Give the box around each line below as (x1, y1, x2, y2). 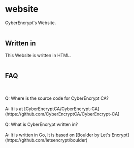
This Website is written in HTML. (5, 52, 71, 58)
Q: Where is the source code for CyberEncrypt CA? (5, 95, 109, 101)
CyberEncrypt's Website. (5, 20, 56, 26)
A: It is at (5, 106, 23, 112)
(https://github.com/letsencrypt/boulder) (5, 137, 88, 143)
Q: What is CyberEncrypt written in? (5, 121, 78, 127)
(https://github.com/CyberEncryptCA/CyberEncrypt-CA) (5, 111, 120, 117)
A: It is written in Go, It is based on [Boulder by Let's (5, 132, 111, 138)
